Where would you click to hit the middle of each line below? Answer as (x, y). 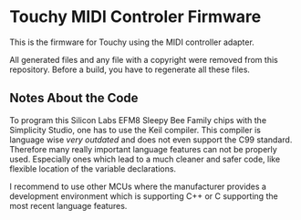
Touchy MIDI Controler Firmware (135, 17)
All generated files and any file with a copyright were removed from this (144, 59)
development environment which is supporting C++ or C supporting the (144, 196)
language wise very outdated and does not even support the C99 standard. (151, 140)
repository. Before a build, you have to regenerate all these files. (130, 69)
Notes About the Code (74, 98)
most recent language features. (68, 205)
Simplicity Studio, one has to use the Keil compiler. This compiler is (135, 130)
